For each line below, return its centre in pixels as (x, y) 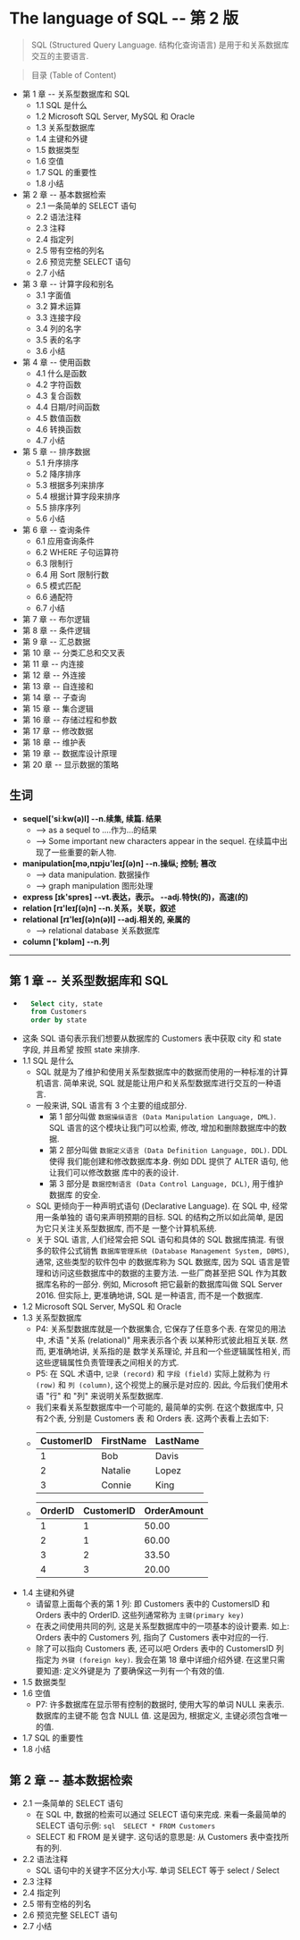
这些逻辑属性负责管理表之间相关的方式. (107, 1362)
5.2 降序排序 (58, 474)
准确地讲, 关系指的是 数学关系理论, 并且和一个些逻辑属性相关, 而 (173, 1352)
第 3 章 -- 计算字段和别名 (68, 283)
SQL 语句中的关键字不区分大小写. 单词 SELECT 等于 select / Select (157, 1870)
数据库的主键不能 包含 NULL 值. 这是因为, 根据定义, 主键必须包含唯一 (162, 1716)
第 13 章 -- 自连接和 (58, 686)
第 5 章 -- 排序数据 (56, 451)
